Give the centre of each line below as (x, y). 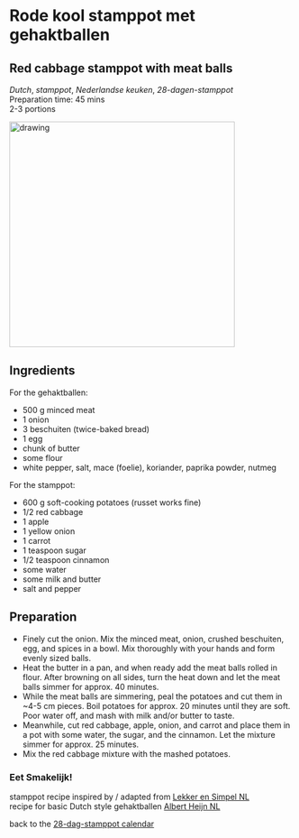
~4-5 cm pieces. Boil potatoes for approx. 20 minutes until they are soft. (156, 705)
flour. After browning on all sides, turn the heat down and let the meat (151, 677)
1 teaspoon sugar (54, 550)
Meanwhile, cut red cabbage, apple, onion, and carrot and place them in (156, 725)
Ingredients (42, 371)
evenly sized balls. (57, 658)
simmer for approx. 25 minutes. (81, 744)
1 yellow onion (49, 531)
